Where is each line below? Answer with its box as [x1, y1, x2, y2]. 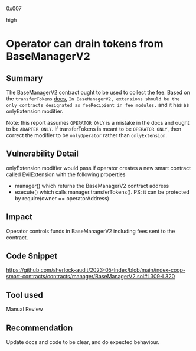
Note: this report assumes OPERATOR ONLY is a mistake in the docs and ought [6, 119, 190, 126]
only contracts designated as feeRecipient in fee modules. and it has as [6, 102, 190, 108]
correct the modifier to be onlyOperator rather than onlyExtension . [6, 132, 167, 138]
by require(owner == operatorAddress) [14, 194, 109, 201]
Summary [6, 73, 43, 83]
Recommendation [6, 323, 73, 333]
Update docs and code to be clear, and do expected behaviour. [6, 339, 160, 346]
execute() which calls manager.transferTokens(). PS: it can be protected [14, 188, 190, 196]
